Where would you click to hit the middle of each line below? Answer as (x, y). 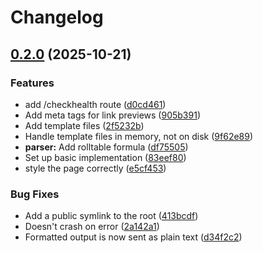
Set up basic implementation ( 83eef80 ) (105, 157)
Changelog (57, 17)
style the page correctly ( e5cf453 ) (95, 168)
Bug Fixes (35, 194)
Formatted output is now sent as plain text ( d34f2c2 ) (133, 237)
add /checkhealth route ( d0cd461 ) (95, 104)
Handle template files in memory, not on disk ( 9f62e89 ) (139, 136)
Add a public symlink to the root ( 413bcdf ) (111, 216)
